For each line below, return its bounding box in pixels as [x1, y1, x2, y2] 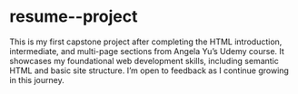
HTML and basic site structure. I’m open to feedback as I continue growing [9, 65, 289, 76]
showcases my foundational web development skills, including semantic [9, 55, 280, 66]
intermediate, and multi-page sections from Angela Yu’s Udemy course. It [9, 45, 284, 56]
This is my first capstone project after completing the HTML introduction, [9, 36, 283, 47]
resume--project [9, 6, 138, 27]
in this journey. [9, 74, 65, 85]
